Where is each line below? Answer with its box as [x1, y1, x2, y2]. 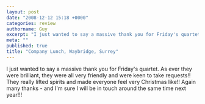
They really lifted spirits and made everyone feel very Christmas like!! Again [6, 78, 196, 85]
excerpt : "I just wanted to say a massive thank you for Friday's [6, 32, 179, 38]
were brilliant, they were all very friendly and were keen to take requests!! [6, 71, 191, 79]
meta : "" [6, 37, 29, 43]
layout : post [6, 9, 40, 15]
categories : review [6, 20, 56, 26]
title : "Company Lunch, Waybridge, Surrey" [6, 49, 119, 55]
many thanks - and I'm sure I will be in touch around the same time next [6, 85, 186, 92]
